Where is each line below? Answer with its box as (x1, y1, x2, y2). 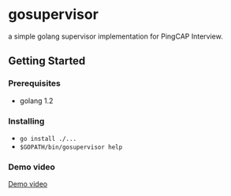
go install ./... (19, 135, 77, 142)
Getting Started (8, 54, 86, 68)
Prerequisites (8, 78, 61, 89)
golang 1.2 (19, 96, 54, 105)
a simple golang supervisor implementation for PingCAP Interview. (8, 31, 223, 41)
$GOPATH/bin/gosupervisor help (19, 143, 123, 151)
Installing (8, 116, 45, 127)
